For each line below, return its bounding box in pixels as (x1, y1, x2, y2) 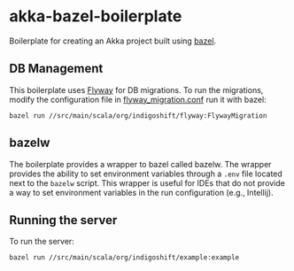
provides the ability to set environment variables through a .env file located (9, 168, 283, 179)
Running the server (9, 213, 118, 228)
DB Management (9, 61, 104, 76)
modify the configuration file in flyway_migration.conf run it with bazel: (9, 94, 267, 105)
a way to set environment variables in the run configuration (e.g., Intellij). (9, 187, 274, 197)
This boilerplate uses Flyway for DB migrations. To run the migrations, (9, 84, 264, 95)
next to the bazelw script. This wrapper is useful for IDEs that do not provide (9, 177, 285, 188)
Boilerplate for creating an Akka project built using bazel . (9, 35, 217, 46)
